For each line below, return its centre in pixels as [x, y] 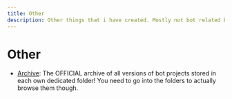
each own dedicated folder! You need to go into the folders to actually [116, 81]
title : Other [26, 13]
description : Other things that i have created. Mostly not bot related [114, 20]
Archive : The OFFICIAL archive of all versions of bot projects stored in [116, 73]
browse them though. [48, 88]
